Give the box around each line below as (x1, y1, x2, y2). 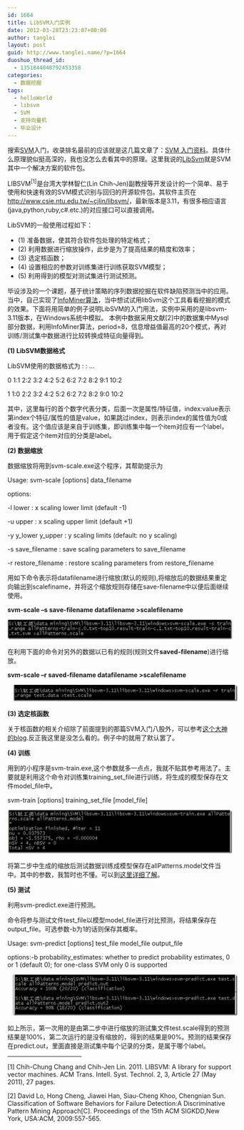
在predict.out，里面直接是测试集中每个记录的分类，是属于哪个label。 (7, 1042, 210, 1050)
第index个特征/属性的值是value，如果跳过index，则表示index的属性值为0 (7, 414, 221, 422)
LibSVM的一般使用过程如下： (7, 221, 93, 230)
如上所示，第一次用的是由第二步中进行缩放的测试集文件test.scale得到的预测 (7, 1024, 230, 1032)
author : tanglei (7, 34, 56, 41)
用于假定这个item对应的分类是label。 (7, 432, 116, 440)
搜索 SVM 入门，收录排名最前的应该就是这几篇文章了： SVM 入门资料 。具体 (7, 146, 225, 154)
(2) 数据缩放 (7, 447, 43, 455)
